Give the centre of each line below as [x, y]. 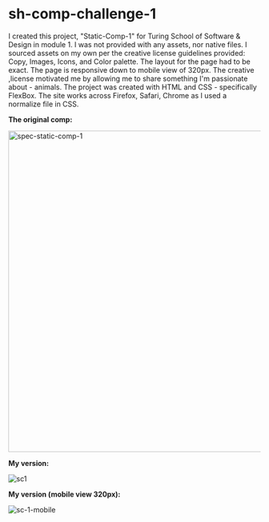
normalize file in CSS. [44, 104]
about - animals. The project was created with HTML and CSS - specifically [133, 87]
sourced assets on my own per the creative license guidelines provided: [127, 53]
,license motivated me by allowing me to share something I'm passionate [128, 78]
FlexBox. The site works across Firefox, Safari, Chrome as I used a [117, 95]
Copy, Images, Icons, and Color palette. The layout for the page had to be [129, 62]
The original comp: [40, 119]
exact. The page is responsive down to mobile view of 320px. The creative [131, 70]
